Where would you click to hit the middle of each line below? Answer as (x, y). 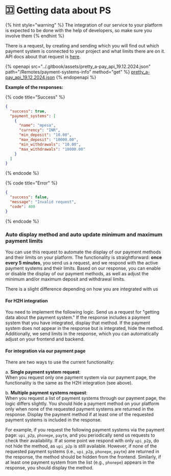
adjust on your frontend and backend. (45, 339)
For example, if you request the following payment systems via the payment (85, 430)
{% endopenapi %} (76, 77)
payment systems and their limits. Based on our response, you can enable (83, 268)
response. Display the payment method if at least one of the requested (80, 415)
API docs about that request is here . (43, 56)
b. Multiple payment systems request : (46, 393)
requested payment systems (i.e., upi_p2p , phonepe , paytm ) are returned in (82, 451)
